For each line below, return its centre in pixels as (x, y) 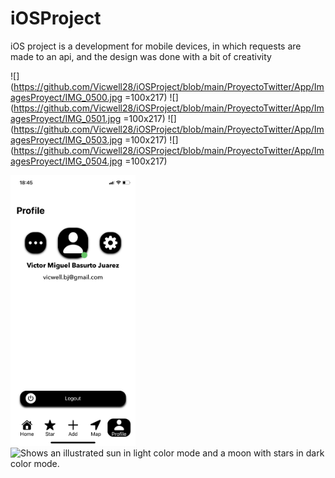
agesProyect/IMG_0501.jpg (66, 118)
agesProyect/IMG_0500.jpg (66, 97)
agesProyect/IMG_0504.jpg (66, 161)
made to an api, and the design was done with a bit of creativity (141, 56)
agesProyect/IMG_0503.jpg (66, 139)
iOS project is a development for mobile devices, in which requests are (156, 46)
